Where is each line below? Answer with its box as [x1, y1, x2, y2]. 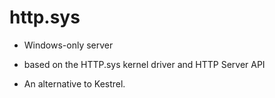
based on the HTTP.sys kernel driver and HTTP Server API [23, 58, 266, 70]
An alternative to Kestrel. [23, 77, 126, 90]
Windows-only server [23, 39, 114, 51]
